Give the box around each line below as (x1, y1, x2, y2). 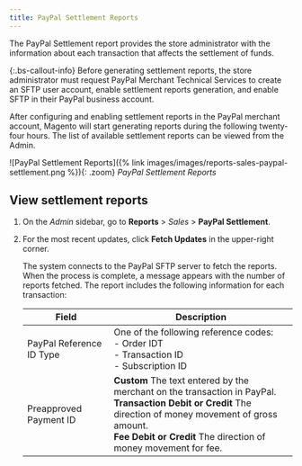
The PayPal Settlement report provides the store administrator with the (9, 38, 271, 49)
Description (174, 311, 227, 324)
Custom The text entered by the (113, 374, 250, 387)
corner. (22, 244, 49, 255)
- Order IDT (113, 337, 164, 350)
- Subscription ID (113, 360, 187, 372)
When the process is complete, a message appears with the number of (22, 271, 286, 282)
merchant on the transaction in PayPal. (113, 386, 277, 399)
